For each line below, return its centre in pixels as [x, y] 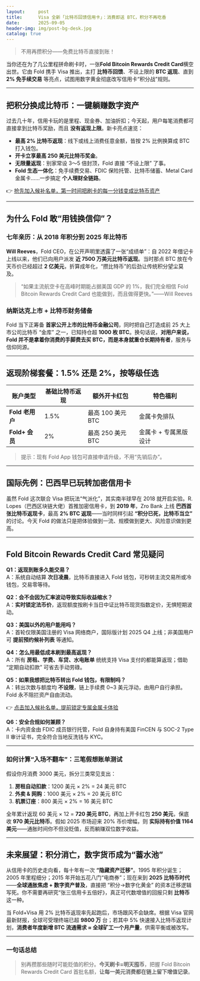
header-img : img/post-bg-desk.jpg [49, 28]
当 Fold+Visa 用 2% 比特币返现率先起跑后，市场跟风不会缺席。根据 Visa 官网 [100, 913]
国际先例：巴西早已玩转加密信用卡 [69, 483]
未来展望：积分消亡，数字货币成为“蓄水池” [85, 855]
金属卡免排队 [157, 416]
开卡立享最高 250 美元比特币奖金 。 [58, 155]
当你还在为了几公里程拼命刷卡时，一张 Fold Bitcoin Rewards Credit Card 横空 [100, 64]
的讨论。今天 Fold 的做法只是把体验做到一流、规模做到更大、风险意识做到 [96, 521]
